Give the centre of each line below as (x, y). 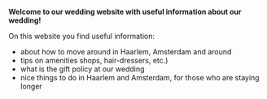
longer (31, 86)
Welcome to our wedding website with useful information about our (125, 12)
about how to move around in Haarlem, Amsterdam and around (126, 52)
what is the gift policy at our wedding (82, 69)
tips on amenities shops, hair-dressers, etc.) (94, 60)
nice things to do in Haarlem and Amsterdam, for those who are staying (140, 77)
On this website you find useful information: (82, 36)
